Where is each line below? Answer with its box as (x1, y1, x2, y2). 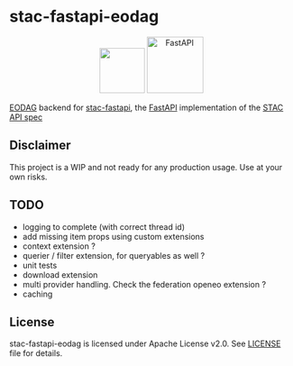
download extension (22, 269, 98, 280)
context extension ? (22, 241, 96, 252)
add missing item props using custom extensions (22, 231, 205, 242)
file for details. (9, 348, 63, 359)
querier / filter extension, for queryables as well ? (22, 250, 206, 261)
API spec (9, 111, 43, 123)
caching (22, 288, 53, 299)
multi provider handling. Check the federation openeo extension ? (22, 279, 267, 289)
